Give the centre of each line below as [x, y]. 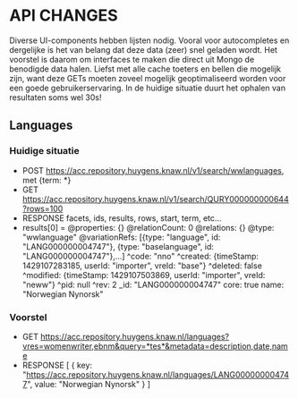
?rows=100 [43, 208]
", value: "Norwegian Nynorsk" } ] [88, 384]
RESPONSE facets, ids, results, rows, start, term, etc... [122, 218]
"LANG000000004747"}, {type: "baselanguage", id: [118, 246]
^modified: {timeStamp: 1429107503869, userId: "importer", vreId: [144, 275]
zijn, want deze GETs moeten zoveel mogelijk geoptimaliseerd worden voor [148, 78]
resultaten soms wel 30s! [55, 97]
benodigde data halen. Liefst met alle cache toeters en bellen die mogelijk [145, 69]
